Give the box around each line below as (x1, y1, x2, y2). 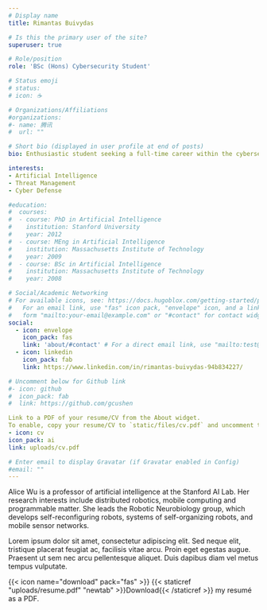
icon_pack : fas (22, 333, 73, 342)
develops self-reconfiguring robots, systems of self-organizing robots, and (8, 512, 253, 522)
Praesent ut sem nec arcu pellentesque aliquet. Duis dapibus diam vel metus (8, 554, 259, 563)
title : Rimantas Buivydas (8, 19, 94, 27)
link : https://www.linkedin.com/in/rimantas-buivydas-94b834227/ (22, 363, 244, 371)
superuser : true (8, 41, 62, 49)
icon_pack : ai (8, 436, 56, 444)
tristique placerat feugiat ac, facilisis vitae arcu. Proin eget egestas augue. (8, 545, 251, 554)
